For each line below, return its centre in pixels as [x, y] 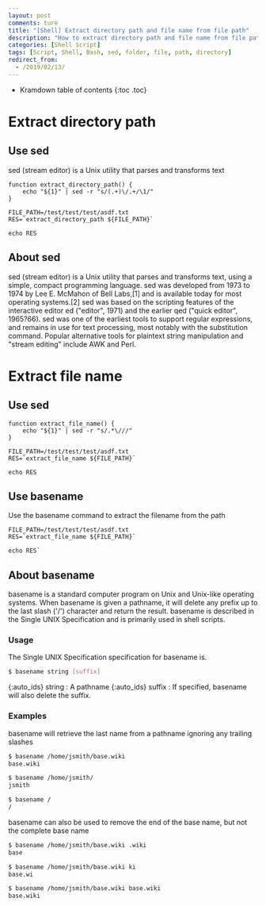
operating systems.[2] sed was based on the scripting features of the [121, 301]
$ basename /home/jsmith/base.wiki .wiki [78, 845]
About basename [51, 575]
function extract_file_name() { [61, 424]
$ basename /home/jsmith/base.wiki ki [72, 867]
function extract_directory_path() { [70, 184]
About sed [34, 257]
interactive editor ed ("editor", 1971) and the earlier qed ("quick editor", [123, 310]
